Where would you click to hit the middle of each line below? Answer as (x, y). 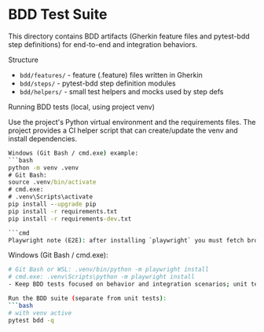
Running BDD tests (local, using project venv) (82, 107)
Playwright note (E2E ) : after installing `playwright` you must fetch (126, 240)
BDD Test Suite (58, 15)
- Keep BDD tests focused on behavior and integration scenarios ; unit (128, 284)
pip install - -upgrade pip (52, 204)
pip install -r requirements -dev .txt (70, 219)
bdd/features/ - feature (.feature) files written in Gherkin (111, 75)
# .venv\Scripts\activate (50, 197)
